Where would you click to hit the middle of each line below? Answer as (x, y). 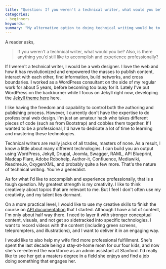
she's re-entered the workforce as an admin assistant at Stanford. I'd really (81, 251)
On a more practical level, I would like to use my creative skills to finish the (81, 204)
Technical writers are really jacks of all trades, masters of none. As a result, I (83, 143)
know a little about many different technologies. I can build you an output (79, 149)
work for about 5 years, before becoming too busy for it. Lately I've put (77, 87)
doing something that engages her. (41, 261)
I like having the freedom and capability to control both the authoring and (80, 108)
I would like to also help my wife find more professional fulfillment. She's (79, 240)
